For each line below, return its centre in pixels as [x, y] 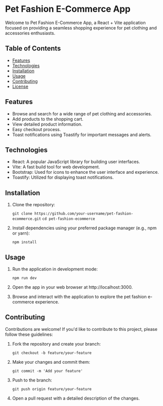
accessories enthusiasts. [30, 33]
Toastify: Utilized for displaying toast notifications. [63, 177]
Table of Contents [33, 48]
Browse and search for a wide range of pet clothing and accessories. [82, 113]
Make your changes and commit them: [51, 362]
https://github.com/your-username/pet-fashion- [84, 214]
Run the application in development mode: [55, 269]
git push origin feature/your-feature [52, 389]
